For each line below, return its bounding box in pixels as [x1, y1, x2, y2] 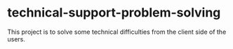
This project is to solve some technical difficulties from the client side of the [7, 28, 227, 36]
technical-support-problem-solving [7, 5, 221, 21]
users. [7, 35, 26, 43]
